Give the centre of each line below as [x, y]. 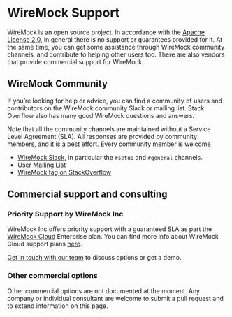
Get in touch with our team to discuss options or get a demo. [94, 258]
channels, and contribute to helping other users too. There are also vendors [116, 54]
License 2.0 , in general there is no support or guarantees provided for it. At [115, 39]
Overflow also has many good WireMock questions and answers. [101, 115]
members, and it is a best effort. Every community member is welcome [109, 144]
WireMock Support [64, 13]
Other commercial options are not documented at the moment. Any [104, 290]
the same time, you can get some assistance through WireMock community [116, 47]
